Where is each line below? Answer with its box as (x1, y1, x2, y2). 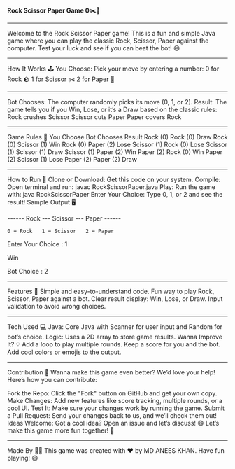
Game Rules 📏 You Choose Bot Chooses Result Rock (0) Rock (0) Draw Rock (7, 133, 228, 141)
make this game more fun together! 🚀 (7, 426, 115, 435)
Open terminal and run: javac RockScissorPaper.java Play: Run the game (7, 183, 215, 191)
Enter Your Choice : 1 (7, 240, 68, 248)
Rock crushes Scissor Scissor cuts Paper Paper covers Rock (7, 113, 182, 121)
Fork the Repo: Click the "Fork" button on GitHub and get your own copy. (7, 389, 218, 398)
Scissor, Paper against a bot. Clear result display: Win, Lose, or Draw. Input (7, 295, 223, 303)
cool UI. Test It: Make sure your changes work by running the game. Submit (7, 404, 225, 412)
